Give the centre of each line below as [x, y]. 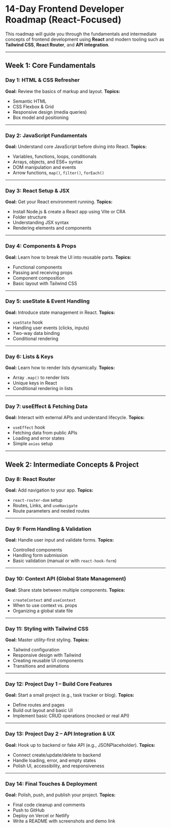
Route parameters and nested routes [51, 511]
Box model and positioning [40, 117]
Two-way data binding [36, 333]
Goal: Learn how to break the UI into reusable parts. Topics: [68, 257]
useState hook [28, 322]
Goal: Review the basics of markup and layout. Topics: [63, 91]
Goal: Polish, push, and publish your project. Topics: [61, 795]
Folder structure [30, 217]
